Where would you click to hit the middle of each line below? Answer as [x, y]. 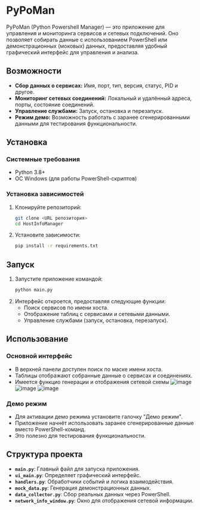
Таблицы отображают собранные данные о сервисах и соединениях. [104, 375]
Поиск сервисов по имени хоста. [66, 308]
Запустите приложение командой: [59, 279]
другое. [24, 92]
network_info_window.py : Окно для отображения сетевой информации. [104, 500]
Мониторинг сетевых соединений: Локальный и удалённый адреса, [103, 98]
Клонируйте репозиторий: [48, 207]
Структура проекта [44, 454]
